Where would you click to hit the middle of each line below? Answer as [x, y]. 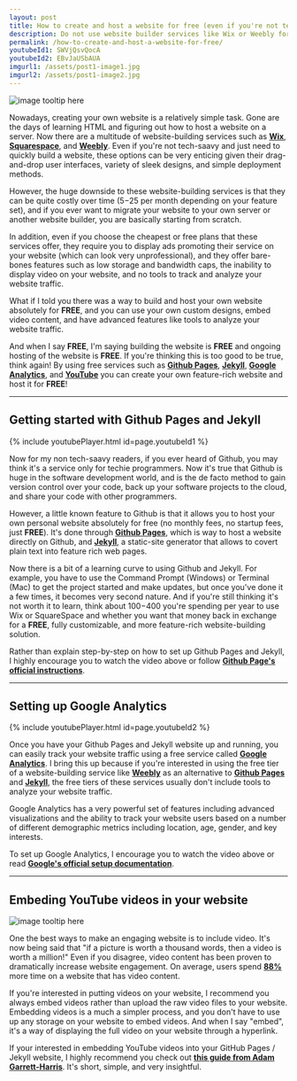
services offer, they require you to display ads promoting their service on [141, 245]
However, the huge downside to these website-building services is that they [147, 191]
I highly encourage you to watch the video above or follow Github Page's [142, 660]
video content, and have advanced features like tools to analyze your [135, 319]
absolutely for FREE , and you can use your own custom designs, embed [140, 310]
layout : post [33, 17]
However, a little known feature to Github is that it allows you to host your [142, 513]
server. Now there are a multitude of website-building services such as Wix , [148, 136]
